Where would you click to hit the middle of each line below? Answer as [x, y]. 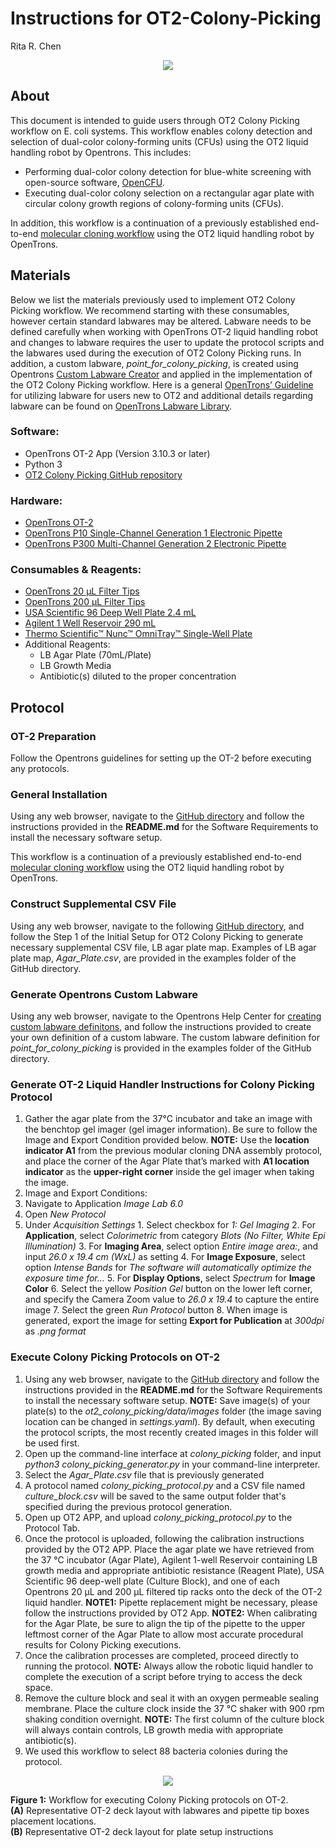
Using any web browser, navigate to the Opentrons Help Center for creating [166, 1016]
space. [38, 1687]
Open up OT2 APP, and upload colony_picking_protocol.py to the [158, 1517]
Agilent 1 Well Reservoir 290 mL [90, 623]
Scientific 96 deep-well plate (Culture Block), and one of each [152, 1581]
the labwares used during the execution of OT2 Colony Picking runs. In [156, 353]
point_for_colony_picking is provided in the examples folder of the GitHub [161, 1048]
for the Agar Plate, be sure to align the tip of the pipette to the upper [165, 1623]
